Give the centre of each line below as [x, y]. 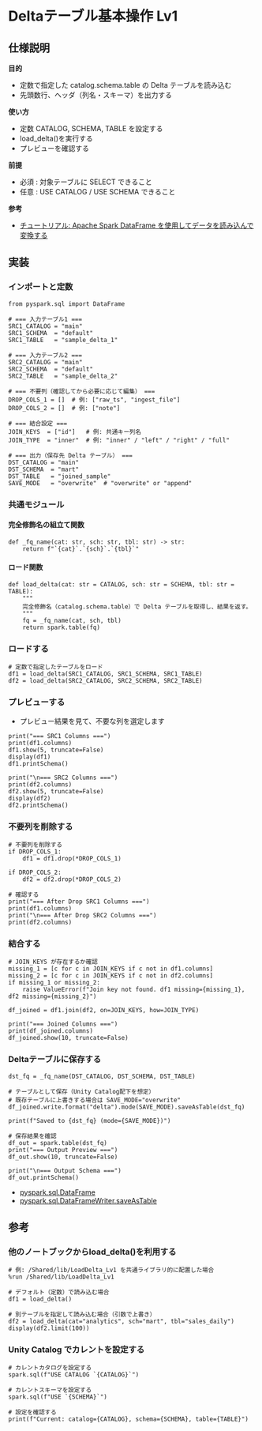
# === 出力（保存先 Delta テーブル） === [70, 455]
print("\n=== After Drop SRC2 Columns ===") [82, 915]
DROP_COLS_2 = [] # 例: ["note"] [64, 408]
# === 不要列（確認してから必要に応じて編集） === [82, 391]
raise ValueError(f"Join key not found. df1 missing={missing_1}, [134, 990]
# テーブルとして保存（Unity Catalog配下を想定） [82, 1091]
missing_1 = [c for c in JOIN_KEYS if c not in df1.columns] [111, 969]
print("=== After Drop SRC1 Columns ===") [79, 902]
